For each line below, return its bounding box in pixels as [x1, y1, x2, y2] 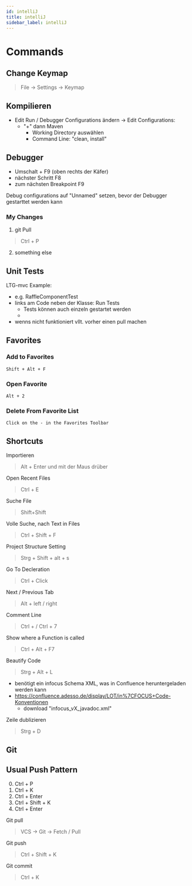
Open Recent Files [6, 474, 51, 482]
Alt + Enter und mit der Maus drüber [20, 463, 108, 470]
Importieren [6, 452, 35, 459]
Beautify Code [6, 657, 41, 664]
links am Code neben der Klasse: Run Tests [14, 300, 120, 307]
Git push [6, 839, 26, 847]
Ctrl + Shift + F [20, 532, 56, 539]
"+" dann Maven [23, 123, 63, 130]
